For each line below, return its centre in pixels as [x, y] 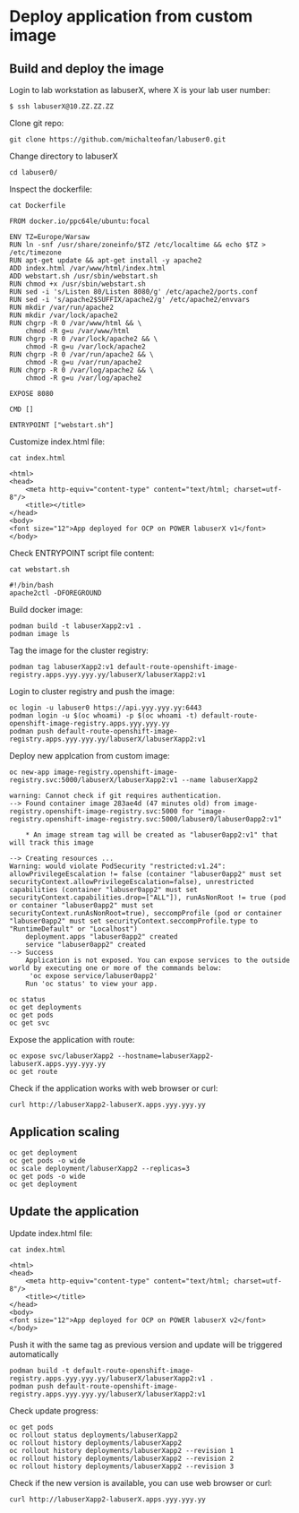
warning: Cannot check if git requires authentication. [115, 795]
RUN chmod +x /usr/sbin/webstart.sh [77, 284]
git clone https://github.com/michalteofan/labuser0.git [118, 140]
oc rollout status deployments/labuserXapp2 [94, 1435]
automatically [34, 1354]
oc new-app [30, 772]
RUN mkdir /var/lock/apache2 [64, 315]
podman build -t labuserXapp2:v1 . [76, 626]
